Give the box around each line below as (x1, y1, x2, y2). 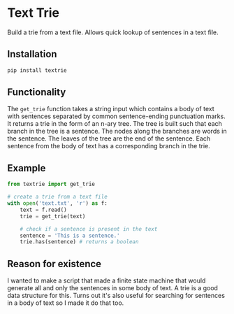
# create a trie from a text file (7, 194, 108, 201)
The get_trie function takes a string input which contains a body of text (7, 105, 214, 113)
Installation (7, 48, 57, 60)
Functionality (7, 86, 66, 99)
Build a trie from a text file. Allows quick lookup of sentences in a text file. (7, 28, 219, 36)
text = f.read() (20, 206, 68, 213)
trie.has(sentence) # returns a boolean (20, 238, 139, 245)
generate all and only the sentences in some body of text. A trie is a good (7, 284, 219, 292)
